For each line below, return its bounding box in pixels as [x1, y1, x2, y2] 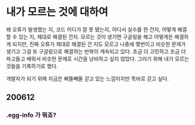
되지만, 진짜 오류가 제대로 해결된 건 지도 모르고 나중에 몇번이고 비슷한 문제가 [12, 40, 186, 48]
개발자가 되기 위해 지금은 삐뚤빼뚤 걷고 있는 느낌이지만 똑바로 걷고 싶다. [6, 75, 169, 82]
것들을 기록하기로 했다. [6, 62, 58, 69]
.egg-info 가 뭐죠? [6, 111, 57, 119]
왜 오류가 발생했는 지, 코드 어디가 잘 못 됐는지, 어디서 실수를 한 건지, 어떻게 [6, 26, 176, 33]
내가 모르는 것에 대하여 [6, 5, 109, 19]
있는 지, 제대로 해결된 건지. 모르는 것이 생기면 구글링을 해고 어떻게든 [18, 33, 173, 40]
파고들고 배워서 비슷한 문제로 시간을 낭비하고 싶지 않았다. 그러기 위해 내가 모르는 [6, 55, 190, 62]
